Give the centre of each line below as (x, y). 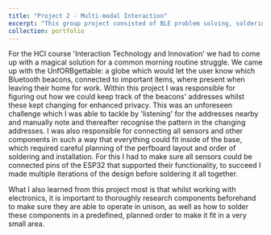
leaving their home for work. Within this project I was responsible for (122, 88)
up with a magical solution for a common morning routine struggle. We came (135, 62)
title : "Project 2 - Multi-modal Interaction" (88, 16)
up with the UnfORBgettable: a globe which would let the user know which (132, 71)
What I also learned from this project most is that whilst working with (122, 190)
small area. (27, 224)
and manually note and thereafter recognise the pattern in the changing (127, 123)
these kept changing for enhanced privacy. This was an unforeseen (120, 105)
